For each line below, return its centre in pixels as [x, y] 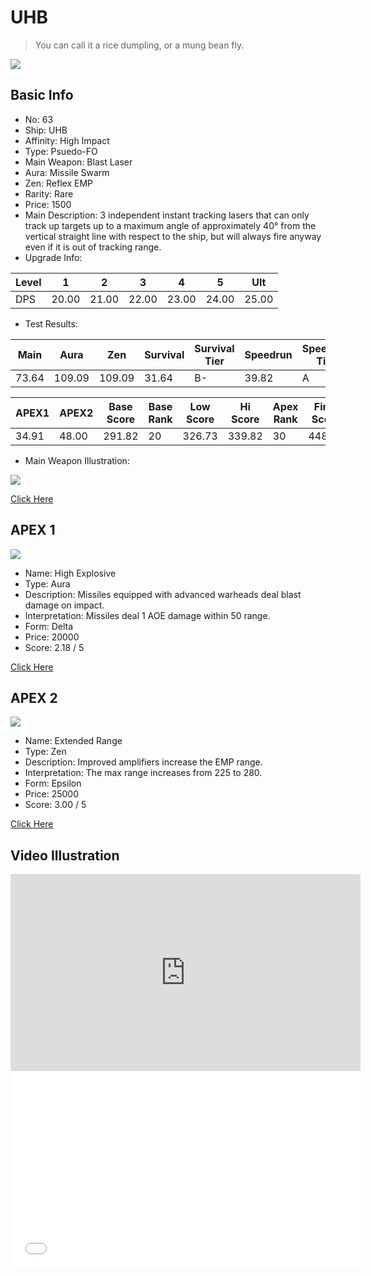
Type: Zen [45, 752]
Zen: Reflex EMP [58, 183]
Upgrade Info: [53, 257]
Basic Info [42, 95]
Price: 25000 [52, 794]
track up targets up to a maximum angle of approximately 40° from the [170, 225]
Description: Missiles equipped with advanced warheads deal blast [163, 594]
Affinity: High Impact [67, 140]
